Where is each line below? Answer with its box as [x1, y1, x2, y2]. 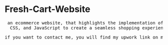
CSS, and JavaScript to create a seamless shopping [10, 25, 140, 30]
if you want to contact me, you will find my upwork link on [5, 34, 158, 40]
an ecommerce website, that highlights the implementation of [7, 20, 163, 25]
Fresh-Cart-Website [5, 3, 91, 15]
